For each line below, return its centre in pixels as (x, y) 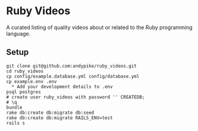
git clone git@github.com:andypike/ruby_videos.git (71, 66)
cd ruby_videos (25, 71)
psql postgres (24, 92)
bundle (14, 107)
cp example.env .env (32, 81)
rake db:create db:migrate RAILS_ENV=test (59, 118)
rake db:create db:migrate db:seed (50, 113)
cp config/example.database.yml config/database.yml (73, 76)
